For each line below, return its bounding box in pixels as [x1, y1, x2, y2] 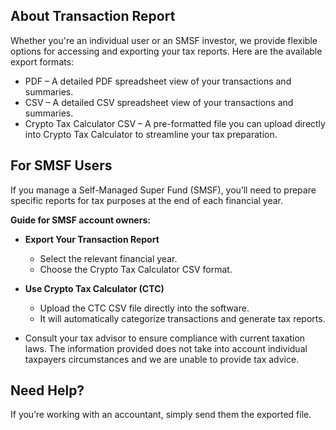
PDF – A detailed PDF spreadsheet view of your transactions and [24, 75, 292, 87]
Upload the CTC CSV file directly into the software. [39, 302, 250, 314]
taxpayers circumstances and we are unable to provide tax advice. [24, 353, 300, 365]
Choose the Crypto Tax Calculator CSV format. [39, 263, 233, 275]
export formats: [10, 55, 75, 68]
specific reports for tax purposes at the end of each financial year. [10, 194, 284, 206]
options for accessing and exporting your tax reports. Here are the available [10, 45, 323, 57]
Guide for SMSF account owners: [10, 214, 151, 226]
